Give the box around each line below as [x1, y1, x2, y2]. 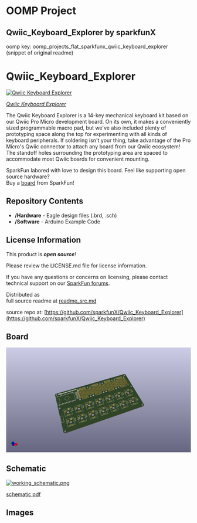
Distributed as [6, 291, 40, 298]
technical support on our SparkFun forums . [6, 280, 110, 287]
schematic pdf [6, 491, 41, 498]
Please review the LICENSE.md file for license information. [6, 262, 147, 269]
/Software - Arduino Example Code [14, 218, 101, 225]
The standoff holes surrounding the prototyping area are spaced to [6, 149, 168, 156]
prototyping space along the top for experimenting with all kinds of [6, 130, 168, 137]
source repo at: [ [6, 308, 46, 315]
